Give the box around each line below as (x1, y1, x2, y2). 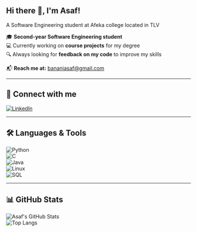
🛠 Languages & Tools (6, 128, 87, 138)
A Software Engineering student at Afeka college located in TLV (6, 21, 160, 28)
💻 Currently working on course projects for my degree (6, 42, 140, 49)
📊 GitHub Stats (6, 195, 63, 204)
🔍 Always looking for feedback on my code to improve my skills (6, 50, 162, 57)
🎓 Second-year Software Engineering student (6, 33, 123, 40)
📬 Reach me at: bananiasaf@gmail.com (6, 64, 104, 71)
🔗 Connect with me (6, 89, 77, 100)
